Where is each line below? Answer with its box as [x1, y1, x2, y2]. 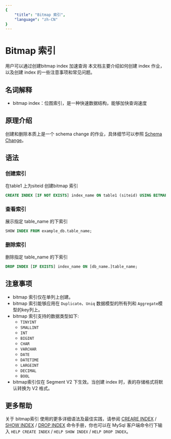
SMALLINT [20, 325, 39, 330]
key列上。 [21, 306, 43, 313]
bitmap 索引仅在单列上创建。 [12, 294, 73, 300]
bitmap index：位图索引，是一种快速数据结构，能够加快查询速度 [12, 100, 147, 106]
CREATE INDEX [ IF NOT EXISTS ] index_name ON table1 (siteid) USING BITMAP [5, 193, 167, 198]
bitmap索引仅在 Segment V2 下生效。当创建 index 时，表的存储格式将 [12, 378, 159, 385]
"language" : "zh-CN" [14, 17, 58, 22]
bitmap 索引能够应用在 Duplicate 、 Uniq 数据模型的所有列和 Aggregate [12, 300, 159, 306]
